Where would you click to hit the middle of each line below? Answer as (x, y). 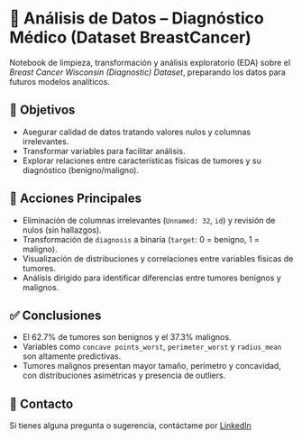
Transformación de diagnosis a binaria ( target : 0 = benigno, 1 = (141, 239)
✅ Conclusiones (55, 315)
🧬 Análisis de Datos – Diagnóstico (137, 18)
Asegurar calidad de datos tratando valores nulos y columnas (136, 132)
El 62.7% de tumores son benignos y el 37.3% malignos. (127, 337)
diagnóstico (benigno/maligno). (81, 170)
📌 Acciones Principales (76, 199)
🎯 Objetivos (42, 110)
